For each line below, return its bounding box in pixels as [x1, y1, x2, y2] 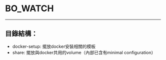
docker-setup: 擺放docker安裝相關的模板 [12, 43, 96, 49]
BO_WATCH [5, 3, 54, 14]
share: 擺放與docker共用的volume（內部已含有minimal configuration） [12, 49, 156, 55]
